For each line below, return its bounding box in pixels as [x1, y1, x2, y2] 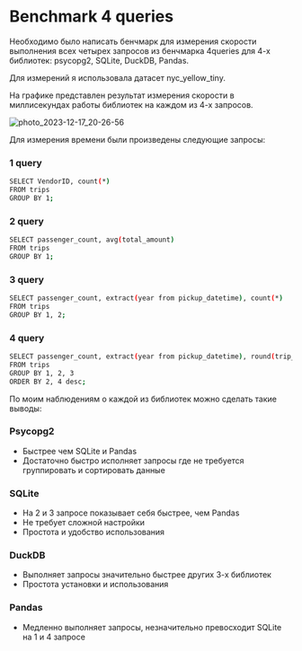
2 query [9, 215, 45, 227]
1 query [9, 156, 42, 169]
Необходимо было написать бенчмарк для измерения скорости [9, 36, 257, 47]
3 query [9, 273, 45, 286]
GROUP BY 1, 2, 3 [9, 368, 75, 378]
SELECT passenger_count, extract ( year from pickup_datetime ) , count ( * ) [9, 294, 283, 303]
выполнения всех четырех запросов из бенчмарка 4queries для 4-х [9, 45, 271, 56]
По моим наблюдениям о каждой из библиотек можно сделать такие [9, 393, 277, 404]
